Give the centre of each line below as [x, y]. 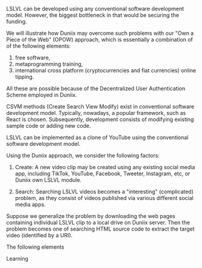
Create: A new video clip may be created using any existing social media [105, 167]
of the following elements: [39, 46]
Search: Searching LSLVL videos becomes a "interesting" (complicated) [104, 192]
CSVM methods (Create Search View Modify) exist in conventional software [100, 107]
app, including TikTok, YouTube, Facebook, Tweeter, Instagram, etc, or [103, 173]
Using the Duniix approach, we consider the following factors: [83, 155]
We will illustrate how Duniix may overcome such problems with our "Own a [100, 33]
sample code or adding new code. [49, 126]
